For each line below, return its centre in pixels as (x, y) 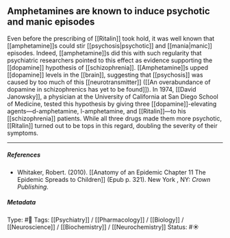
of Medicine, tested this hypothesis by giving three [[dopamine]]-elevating (112, 104)
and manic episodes (51, 22)
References (24, 155)
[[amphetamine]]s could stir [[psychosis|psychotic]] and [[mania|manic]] (110, 45)
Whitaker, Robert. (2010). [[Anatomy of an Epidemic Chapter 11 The (112, 172)
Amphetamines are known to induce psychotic (108, 11)
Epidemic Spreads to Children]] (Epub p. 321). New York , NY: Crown (114, 179)
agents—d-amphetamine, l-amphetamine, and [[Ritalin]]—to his (97, 111)
